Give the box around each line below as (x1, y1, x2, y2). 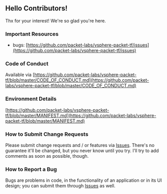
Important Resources (5, 30, 59, 37)
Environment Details (5, 95, 57, 103)
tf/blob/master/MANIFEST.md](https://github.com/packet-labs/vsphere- (5, 112, 156, 118)
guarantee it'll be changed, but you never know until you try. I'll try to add (5, 148, 159, 154)
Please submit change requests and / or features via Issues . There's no (5, 142, 155, 148)
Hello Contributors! (5, 4, 68, 13)
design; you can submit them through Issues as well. (5, 183, 116, 189)
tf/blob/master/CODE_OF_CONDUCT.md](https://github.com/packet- (5, 77, 149, 83)
